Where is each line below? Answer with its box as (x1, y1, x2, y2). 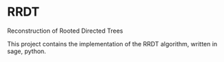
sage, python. (7, 47, 46, 55)
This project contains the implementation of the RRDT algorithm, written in (7, 40, 218, 48)
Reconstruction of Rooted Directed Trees (7, 27, 123, 35)
